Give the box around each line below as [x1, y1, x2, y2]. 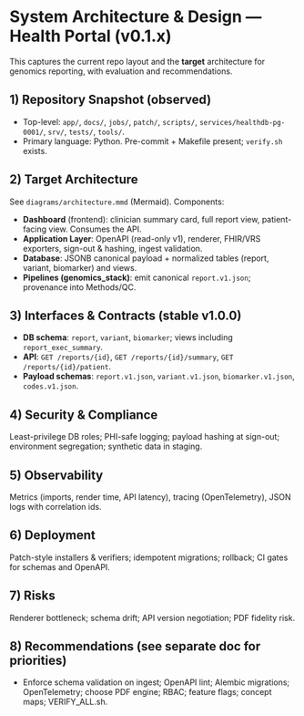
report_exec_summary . [22, 342, 103, 353]
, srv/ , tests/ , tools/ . [43, 126, 126, 137]
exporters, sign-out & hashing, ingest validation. [22, 243, 203, 254]
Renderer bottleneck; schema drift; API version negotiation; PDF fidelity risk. [9, 612, 296, 623]
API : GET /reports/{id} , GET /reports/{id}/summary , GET [22, 351, 234, 362]
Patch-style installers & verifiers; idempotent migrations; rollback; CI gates [9, 552, 289, 563]
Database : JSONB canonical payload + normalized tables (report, [22, 253, 269, 264]
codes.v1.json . [22, 380, 79, 391]
